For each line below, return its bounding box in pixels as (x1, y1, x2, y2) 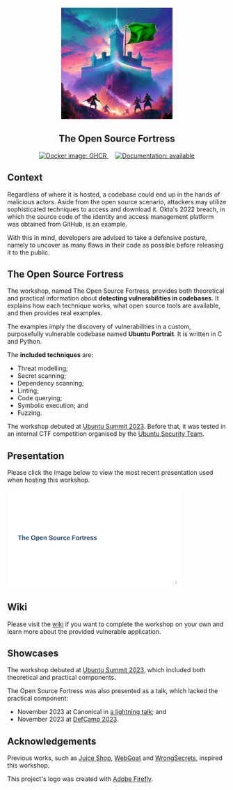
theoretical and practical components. (7, 674, 116, 682)
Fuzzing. (17, 409, 42, 417)
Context (7, 172, 43, 183)
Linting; (17, 386, 40, 395)
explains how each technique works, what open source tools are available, (7, 301, 220, 310)
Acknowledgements (7, 735, 97, 747)
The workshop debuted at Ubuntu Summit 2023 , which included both (7, 666, 206, 674)
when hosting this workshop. (7, 476, 90, 485)
